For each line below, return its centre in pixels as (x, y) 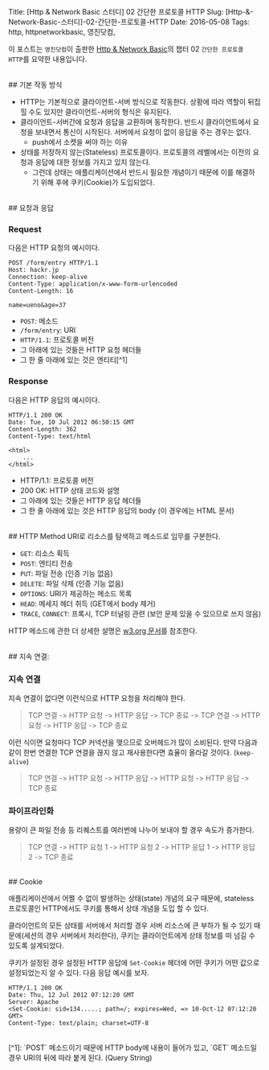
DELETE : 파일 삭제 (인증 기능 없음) (72, 583)
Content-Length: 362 (43, 429)
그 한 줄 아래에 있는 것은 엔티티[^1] (74, 360)
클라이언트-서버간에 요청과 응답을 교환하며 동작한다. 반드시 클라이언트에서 (135, 122)
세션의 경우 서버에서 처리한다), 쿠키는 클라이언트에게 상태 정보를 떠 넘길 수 (139, 936)
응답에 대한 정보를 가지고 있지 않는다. (93, 162)
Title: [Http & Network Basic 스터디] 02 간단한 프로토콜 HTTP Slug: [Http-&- (131, 12)
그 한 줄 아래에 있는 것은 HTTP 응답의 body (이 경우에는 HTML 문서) (127, 510)
